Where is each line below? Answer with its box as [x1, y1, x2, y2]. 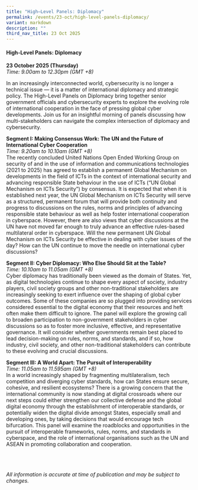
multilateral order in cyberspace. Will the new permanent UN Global [6, 229, 171, 236]
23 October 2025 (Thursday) [6, 62, 79, 69]
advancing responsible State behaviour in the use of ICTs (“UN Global [6, 179, 176, 186]
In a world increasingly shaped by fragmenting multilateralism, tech [6, 372, 170, 379]
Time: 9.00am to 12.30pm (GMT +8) [6, 69, 94, 76]
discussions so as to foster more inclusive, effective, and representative [6, 323, 181, 330]
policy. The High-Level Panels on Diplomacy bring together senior [6, 92, 167, 99]
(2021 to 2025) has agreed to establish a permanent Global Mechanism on [6, 167, 187, 174]
